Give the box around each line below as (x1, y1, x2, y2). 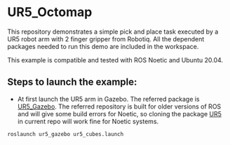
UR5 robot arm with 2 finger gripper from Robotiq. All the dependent (7, 34, 205, 43)
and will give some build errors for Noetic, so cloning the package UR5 (17, 109, 222, 118)
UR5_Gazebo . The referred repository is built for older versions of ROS (17, 102, 222, 111)
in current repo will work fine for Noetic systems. (17, 117, 159, 125)
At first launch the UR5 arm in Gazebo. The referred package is (17, 95, 200, 103)
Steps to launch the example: (7, 76, 137, 88)
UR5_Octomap (7, 4, 93, 20)
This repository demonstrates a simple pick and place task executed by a (7, 27, 219, 36)
